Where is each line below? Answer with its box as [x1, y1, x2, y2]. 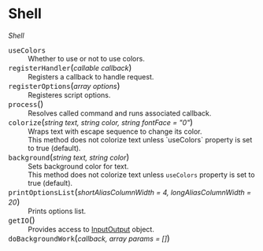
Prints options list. [28, 206, 87, 216]
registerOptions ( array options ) [8, 80, 120, 91]
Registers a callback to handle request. [28, 72, 154, 81]
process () [8, 98, 44, 109]
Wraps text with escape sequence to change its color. [28, 127, 202, 136]
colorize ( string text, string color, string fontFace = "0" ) [8, 116, 194, 127]
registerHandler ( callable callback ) [8, 62, 132, 73]
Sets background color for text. [28, 161, 129, 171]
